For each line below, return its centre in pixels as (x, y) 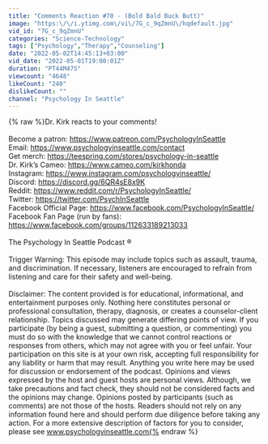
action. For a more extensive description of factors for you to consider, (126, 423)
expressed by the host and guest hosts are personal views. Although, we (130, 380)
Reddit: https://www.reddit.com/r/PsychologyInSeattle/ (100, 190)
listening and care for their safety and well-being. (91, 277)
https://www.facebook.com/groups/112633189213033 (98, 225)
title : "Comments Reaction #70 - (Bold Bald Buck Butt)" (106, 16)
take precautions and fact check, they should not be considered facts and (132, 389)
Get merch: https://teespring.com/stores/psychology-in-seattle (114, 156)
